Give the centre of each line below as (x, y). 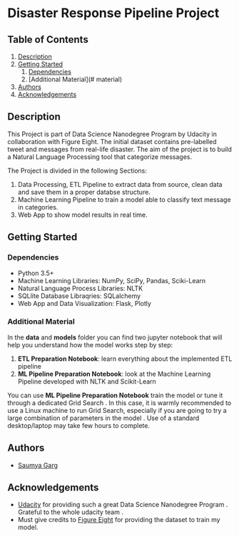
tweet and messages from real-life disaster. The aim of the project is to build (119, 149)
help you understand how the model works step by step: (90, 344)
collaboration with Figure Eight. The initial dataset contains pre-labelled (112, 141)
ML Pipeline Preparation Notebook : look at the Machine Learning (114, 374)
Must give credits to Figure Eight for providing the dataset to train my (119, 520)
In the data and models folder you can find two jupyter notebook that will (115, 337)
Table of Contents (48, 40)
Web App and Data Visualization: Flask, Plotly (85, 303)
